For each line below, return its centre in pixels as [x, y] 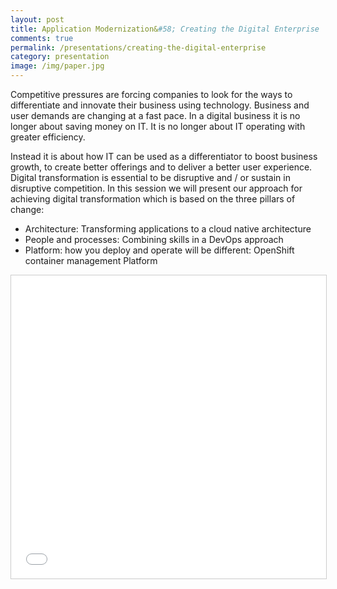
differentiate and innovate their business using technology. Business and [160, 105]
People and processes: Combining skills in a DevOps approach [154, 239]
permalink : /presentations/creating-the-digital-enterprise [138, 47]
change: [27, 209]
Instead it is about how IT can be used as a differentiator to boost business [164, 156]
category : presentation [60, 57]
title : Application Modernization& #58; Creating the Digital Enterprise [165, 29]
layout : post [37, 19]
